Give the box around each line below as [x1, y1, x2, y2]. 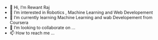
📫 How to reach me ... [9, 30, 55, 36]
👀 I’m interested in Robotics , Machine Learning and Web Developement [9, 10, 153, 15]
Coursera [9, 20, 29, 25]
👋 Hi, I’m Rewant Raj [9, 5, 50, 10]
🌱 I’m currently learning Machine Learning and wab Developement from [9, 15, 153, 20]
